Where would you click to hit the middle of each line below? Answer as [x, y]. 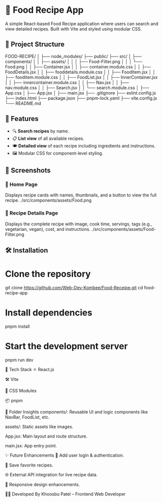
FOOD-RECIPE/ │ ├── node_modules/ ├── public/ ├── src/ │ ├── [73, 56]
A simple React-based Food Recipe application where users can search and [82, 24]
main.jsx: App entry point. [31, 445]
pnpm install [17, 326]
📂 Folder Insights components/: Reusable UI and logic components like [77, 412]
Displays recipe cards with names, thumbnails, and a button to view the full [81, 195]
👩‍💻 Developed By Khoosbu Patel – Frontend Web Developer [66, 494]
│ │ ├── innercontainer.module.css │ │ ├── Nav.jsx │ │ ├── [67, 82]
